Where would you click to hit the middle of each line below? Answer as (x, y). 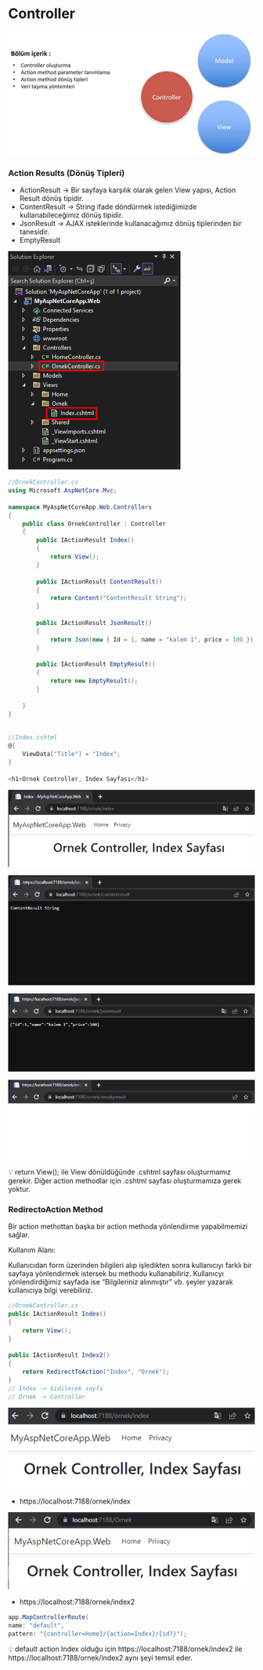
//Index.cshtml (33, 738)
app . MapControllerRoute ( (49, 1617)
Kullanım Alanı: (32, 1250)
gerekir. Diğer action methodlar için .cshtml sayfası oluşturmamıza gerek (125, 1180)
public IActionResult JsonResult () (94, 623)
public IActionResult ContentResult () (99, 582)
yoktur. (19, 1189)
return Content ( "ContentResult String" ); (119, 598)
